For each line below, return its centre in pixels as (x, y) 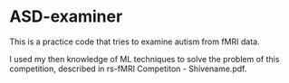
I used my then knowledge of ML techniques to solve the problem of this (144, 59)
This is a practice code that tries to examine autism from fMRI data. (135, 41)
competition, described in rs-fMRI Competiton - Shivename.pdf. (128, 69)
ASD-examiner (66, 17)
